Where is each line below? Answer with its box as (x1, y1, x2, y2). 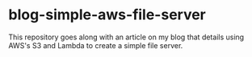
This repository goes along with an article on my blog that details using (8, 32, 245, 42)
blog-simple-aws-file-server (8, 6, 206, 24)
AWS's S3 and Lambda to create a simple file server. (8, 40, 183, 50)
